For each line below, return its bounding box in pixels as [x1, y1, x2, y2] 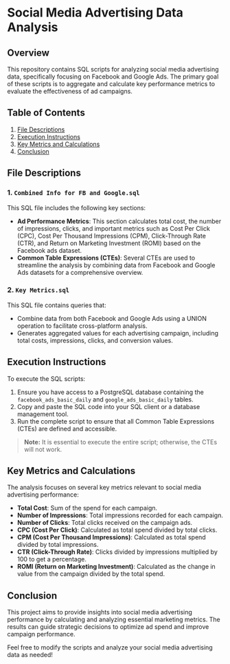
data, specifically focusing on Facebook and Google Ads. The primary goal [7, 72, 219, 81]
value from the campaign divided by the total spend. [16, 570, 165, 578]
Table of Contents [7, 107, 86, 118]
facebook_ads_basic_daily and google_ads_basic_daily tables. [16, 395, 194, 404]
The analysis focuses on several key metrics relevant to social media [7, 484, 201, 492]
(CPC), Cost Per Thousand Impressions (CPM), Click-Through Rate [16, 231, 206, 240]
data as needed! [7, 651, 53, 659]
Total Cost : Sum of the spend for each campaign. [16, 504, 158, 512]
